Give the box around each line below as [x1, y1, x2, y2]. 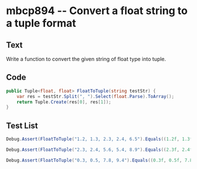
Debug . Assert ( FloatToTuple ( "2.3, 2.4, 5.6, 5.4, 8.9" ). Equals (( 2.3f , [6, 147, 180, 153]
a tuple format [6, 16, 76, 30]
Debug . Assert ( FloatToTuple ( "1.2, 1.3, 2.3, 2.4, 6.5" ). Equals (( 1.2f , [6, 136, 180, 142]
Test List [6, 120, 38, 130]
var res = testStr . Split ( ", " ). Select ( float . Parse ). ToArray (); [16, 93, 175, 99]
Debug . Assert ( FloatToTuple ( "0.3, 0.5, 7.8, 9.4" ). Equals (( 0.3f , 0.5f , [6, 157, 182, 163]
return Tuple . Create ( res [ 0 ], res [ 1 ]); [16, 99, 111, 105]
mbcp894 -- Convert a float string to [6, 4, 188, 18]
